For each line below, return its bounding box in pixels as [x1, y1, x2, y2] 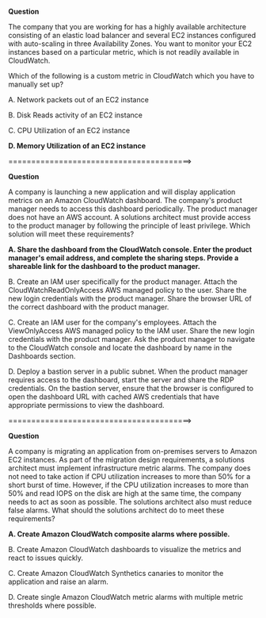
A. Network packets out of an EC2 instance [8, 95, 149, 104]
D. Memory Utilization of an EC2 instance [8, 141, 146, 150]
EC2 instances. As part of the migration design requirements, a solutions [8, 455, 245, 464]
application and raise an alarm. [8, 577, 108, 586]
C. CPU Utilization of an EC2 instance [8, 126, 131, 135]
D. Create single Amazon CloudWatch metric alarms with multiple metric [8, 593, 244, 601]
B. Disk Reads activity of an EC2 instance [8, 110, 142, 120]
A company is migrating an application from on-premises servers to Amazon [8, 447, 257, 455]
